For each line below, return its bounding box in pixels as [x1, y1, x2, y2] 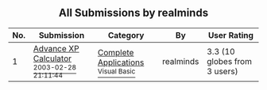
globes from [206, 55, 253, 66]
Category [107, 29, 145, 40]
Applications [97, 57, 145, 68]
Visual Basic [97, 66, 136, 76]
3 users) [206, 66, 238, 77]
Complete [97, 47, 134, 58]
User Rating [207, 29, 254, 40]
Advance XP [33, 43, 79, 54]
